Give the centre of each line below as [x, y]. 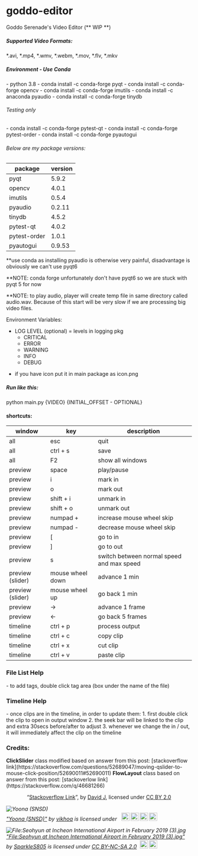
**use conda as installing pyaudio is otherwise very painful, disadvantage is [98, 260]
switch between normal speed [140, 556]
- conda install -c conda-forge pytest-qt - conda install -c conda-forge [92, 129]
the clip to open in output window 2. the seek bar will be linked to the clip [95, 720]
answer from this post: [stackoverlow [51, 779]
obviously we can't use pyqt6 [42, 267]
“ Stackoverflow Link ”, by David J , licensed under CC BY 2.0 [99, 797]
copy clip [111, 636]
